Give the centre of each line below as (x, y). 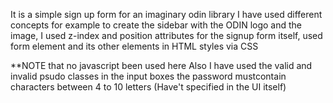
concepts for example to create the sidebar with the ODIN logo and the (156, 25)
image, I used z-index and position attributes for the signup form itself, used (166, 35)
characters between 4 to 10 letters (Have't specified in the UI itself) (148, 87)
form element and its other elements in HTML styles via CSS (134, 46)
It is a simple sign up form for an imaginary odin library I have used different (166, 14)
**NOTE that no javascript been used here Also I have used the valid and (161, 65)
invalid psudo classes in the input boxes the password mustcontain (148, 76)
